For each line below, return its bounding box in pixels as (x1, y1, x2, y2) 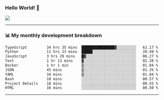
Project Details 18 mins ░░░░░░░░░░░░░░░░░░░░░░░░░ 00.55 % (5, 81, 159, 86)
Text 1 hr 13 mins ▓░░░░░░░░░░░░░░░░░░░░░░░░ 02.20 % (5, 58, 159, 64)
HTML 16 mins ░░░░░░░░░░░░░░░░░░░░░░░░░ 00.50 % (5, 85, 159, 90)
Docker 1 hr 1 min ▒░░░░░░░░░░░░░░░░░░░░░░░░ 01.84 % (5, 63, 159, 68)
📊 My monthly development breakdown (5, 32, 102, 39)
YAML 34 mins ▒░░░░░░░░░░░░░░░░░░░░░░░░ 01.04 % (5, 72, 159, 77)
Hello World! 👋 (5, 4, 40, 11)
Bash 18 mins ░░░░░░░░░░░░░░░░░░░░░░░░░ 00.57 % (5, 76, 159, 82)
